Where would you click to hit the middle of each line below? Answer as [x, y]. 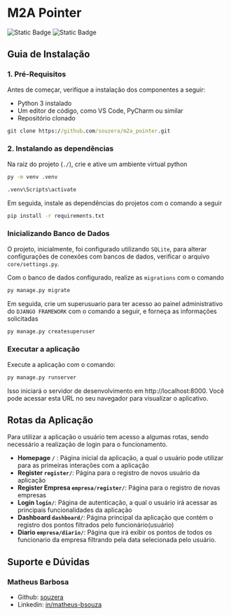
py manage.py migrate [39, 290]
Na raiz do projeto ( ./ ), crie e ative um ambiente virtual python [97, 164]
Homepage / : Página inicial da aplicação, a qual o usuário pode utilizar [120, 458]
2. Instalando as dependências [61, 148]
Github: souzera [41, 597]
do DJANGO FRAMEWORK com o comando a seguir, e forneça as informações [112, 311]
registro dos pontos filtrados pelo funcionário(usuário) [96, 525]
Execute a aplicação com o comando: [61, 364]
